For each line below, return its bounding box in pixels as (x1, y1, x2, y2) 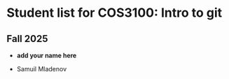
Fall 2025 (6, 33, 48, 45)
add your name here (16, 51, 77, 59)
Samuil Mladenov (16, 65, 67, 73)
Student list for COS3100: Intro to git (6, 5, 223, 21)
